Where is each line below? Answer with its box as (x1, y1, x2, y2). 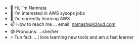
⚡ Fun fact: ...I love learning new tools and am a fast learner (10, 34, 134, 40)
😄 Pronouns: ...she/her (10, 28, 59, 34)
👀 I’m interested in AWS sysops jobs (10, 10, 85, 16)
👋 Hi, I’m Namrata (10, 5, 47, 11)
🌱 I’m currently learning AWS (10, 16, 70, 21)
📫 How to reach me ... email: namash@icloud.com (10, 21, 116, 27)
